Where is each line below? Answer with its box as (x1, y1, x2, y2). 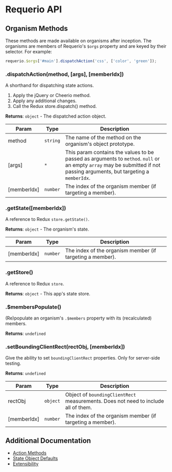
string (44, 138, 60, 144)
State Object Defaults (12, 456, 58, 462)
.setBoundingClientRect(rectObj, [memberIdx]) (5, 343, 125, 350)
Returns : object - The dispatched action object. (5, 113, 106, 119)
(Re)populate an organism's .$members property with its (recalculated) (5, 315, 152, 322)
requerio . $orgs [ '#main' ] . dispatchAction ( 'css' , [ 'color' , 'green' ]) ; (5, 59, 157, 64)
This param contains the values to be (65, 149, 155, 156)
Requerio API (5, 4, 62, 15)
